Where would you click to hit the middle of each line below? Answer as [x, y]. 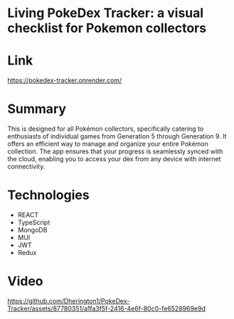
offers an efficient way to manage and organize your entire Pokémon [108, 144]
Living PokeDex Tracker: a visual [106, 13]
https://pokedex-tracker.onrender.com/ [65, 80]
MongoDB [32, 230]
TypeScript [34, 222]
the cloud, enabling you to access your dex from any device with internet [114, 159]
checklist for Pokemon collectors [107, 28]
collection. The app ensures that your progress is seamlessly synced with [115, 151]
